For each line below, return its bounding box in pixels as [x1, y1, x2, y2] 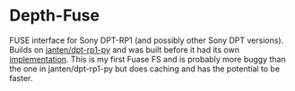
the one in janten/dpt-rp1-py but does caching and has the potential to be [9, 63, 281, 74]
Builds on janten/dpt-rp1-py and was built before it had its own [9, 44, 240, 54]
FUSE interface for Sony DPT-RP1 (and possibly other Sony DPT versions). [9, 35, 284, 45]
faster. [9, 72, 33, 83]
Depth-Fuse [9, 5, 100, 26]
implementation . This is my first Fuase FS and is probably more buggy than [9, 54, 286, 64]
